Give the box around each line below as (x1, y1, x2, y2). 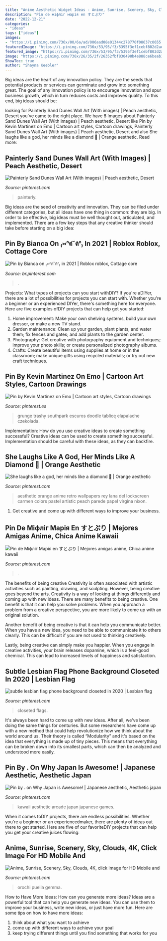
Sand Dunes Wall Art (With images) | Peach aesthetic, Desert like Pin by (5, 118, 152, 124)
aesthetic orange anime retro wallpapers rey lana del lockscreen (17, 493, 149, 499)
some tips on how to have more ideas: (5, 910, 83, 916)
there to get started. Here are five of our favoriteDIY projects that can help (5, 824, 157, 830)
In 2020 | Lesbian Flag (5, 675, 76, 684)
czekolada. (17, 418, 40, 424)
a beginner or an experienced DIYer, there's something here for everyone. (5, 300, 157, 306)
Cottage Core (5, 247, 48, 256)
